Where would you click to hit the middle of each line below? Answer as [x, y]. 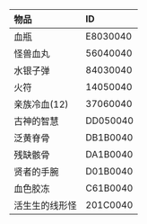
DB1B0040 [109, 137]
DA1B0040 [109, 154]
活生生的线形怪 [46, 206]
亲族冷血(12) [41, 104]
